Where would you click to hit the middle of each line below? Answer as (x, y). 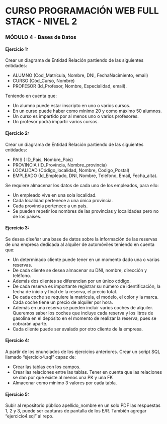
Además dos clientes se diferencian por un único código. (71, 281)
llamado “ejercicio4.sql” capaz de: (41, 357)
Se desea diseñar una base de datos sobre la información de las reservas (81, 239)
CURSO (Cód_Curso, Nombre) (44, 81)
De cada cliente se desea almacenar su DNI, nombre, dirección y (80, 270)
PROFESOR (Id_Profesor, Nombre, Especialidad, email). (70, 86)
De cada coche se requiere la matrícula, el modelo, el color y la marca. (86, 297)
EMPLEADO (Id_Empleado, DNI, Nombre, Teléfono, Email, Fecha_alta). (85, 176)
